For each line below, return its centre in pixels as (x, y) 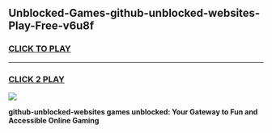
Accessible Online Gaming (54, 120)
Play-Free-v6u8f (51, 26)
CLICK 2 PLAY (36, 79)
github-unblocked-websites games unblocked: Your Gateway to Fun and (133, 111)
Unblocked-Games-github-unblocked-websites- (134, 13)
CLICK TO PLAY (40, 49)
